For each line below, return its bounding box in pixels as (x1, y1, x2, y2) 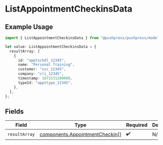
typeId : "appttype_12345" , (17, 80, 73, 85)
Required (126, 122, 148, 129)
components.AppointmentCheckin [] (39, 131, 122, 138)
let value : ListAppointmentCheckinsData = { (5, 44, 97, 49)
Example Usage (5, 23, 53, 31)
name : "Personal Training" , (17, 62, 75, 67)
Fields (5, 107, 24, 115)
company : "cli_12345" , (17, 71, 64, 76)
